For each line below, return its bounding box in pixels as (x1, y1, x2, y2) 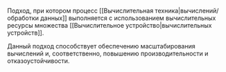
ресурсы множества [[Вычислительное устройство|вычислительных (7, 21, 213, 29)
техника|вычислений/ (155, 7, 219, 15)
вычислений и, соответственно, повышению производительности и (7, 49, 209, 57)
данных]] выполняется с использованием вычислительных (40, 14, 216, 22)
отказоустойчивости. (7, 57, 70, 65)
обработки (7, 14, 40, 22)
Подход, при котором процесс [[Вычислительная (7, 7, 154, 15)
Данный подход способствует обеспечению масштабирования (7, 42, 195, 50)
